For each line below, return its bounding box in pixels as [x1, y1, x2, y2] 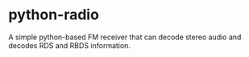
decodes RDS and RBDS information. [8, 40, 131, 50]
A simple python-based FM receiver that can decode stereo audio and [8, 32, 242, 42]
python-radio [8, 6, 99, 24]
